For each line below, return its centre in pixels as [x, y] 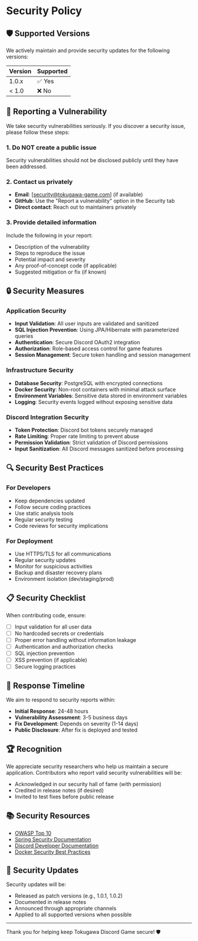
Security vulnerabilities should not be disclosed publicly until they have [92, 160]
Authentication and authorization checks [64, 646]
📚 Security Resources [48, 816]
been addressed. [27, 167]
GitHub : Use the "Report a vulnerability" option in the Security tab [95, 201]
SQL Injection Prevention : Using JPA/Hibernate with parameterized [97, 330]
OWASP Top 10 [33, 833]
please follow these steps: [38, 132]
